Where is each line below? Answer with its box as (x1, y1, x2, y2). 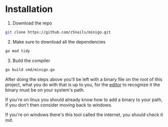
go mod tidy (5, 48, 30, 53)
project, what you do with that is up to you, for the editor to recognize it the (5, 81, 160, 87)
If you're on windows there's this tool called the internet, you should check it (5, 111, 163, 117)
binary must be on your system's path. (5, 86, 85, 93)
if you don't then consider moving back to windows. (5, 101, 113, 108)
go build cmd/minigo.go (5, 67, 55, 72)
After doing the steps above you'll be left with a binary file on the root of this (5, 76, 163, 82)
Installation (5, 3, 53, 15)
